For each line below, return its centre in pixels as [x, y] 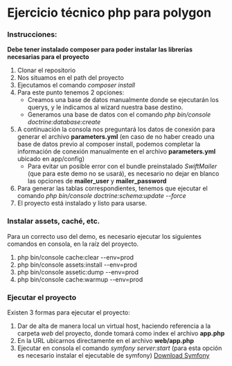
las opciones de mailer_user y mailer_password [97, 181]
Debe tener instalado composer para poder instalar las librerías [100, 49]
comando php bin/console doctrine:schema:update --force [102, 196]
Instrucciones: [32, 35]
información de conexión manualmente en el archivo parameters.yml [116, 151]
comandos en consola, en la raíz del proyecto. [73, 244]
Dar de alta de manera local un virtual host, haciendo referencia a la [114, 326]
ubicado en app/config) [51, 159]
